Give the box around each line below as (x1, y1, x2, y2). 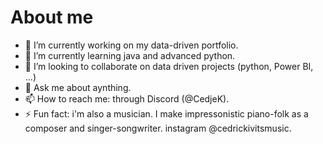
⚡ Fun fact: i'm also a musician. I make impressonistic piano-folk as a (24, 107, 309, 120)
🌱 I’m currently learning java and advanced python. (24, 49, 236, 61)
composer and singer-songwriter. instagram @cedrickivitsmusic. (24, 122, 292, 134)
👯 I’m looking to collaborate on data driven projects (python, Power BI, (24, 60, 314, 72)
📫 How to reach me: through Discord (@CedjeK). (24, 92, 230, 105)
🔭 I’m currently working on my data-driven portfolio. (24, 39, 239, 51)
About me (10, 6, 94, 29)
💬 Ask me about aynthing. (24, 81, 132, 93)
